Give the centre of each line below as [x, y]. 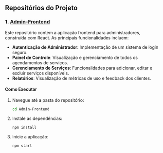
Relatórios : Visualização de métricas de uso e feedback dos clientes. [81, 78]
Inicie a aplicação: [30, 136]
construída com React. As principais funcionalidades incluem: [67, 38]
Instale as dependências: [37, 118]
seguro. [20, 52]
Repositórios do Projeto [41, 8]
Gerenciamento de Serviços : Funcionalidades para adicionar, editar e [82, 68]
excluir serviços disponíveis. [40, 73]
